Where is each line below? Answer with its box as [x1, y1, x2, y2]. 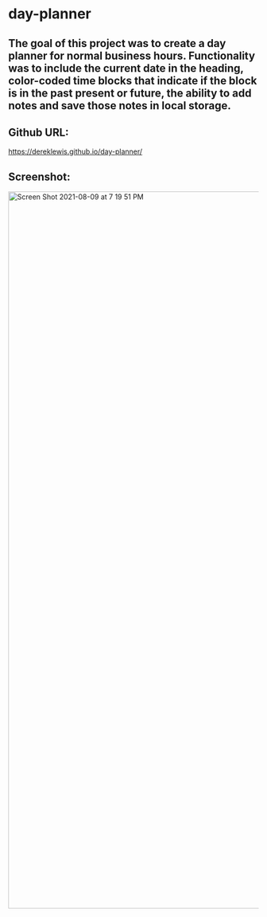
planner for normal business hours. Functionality [8, 49, 256, 62]
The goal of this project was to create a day [8, 37, 226, 50]
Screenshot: [8, 170, 71, 183]
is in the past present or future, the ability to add [8, 86, 252, 100]
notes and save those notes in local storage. [8, 99, 232, 112]
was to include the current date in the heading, [8, 61, 244, 75]
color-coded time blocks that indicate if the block [8, 73, 257, 88]
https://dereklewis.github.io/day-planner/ [8, 147, 143, 156]
